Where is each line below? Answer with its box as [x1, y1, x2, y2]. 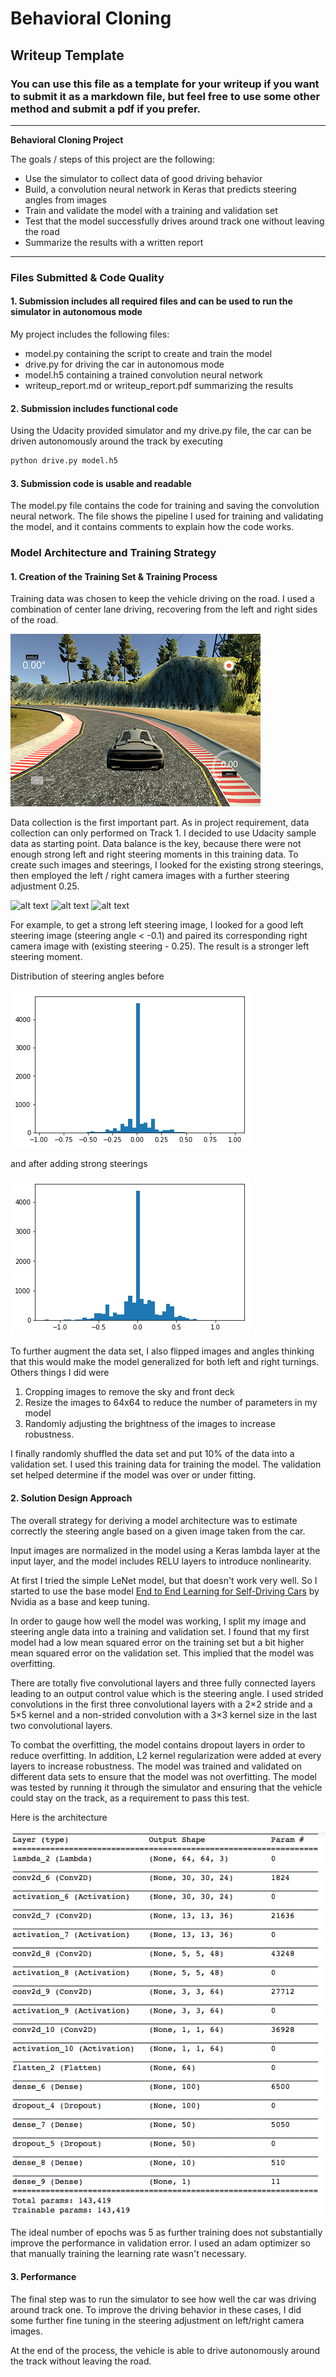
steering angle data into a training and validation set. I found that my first [10, 1625, 310, 1637]
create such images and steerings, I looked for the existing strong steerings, [10, 859, 324, 871]
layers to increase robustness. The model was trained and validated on [10, 1760, 303, 1772]
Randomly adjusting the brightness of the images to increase [24, 1418, 276, 1430]
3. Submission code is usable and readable [10, 477, 192, 489]
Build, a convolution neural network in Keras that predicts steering [24, 183, 297, 195]
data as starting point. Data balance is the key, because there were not [10, 838, 302, 850]
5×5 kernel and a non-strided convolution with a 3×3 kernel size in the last [10, 1708, 318, 1721]
